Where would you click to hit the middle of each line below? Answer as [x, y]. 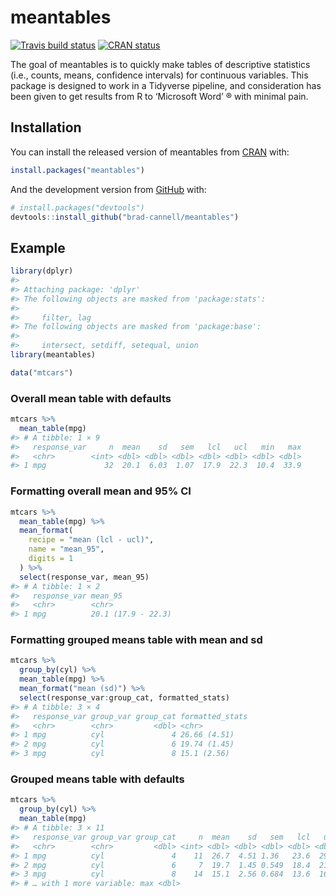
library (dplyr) [42, 271]
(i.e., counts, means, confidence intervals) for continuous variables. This [159, 75]
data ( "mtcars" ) [42, 372]
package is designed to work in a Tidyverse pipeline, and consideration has [166, 85]
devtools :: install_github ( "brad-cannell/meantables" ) [125, 217]
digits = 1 [51, 559]
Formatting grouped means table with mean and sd [136, 640]
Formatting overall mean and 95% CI [101, 491]
